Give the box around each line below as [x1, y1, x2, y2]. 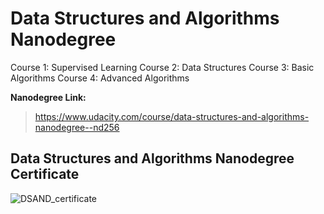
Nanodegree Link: [10, 91, 87, 103]
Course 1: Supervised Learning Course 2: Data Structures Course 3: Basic [10, 61, 315, 73]
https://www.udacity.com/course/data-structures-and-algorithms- [34, 110, 310, 122]
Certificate [10, 166, 80, 183]
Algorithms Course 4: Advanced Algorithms [10, 72, 190, 84]
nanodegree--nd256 [34, 121, 120, 133]
